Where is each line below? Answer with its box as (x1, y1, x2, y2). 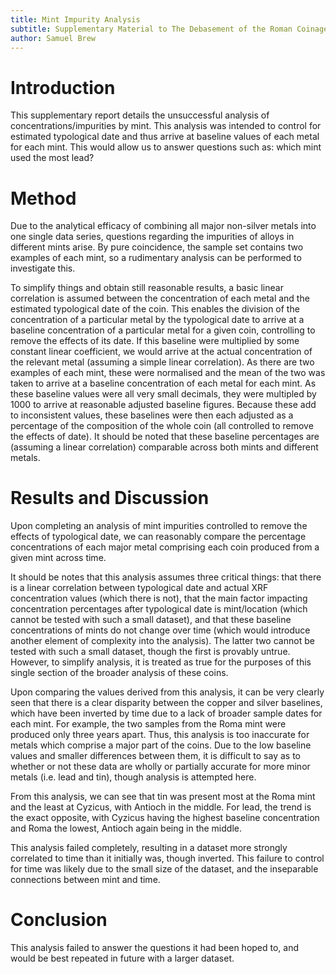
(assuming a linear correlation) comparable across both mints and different (10, 441, 319, 453)
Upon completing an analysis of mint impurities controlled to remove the (10, 520, 308, 532)
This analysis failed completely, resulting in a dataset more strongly (10, 842, 288, 854)
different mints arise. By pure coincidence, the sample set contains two (10, 241, 304, 253)
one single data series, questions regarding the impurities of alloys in (10, 231, 295, 243)
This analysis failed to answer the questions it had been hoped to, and (10, 942, 300, 954)
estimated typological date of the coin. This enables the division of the (10, 303, 300, 315)
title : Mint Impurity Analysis (10, 14, 141, 25)
